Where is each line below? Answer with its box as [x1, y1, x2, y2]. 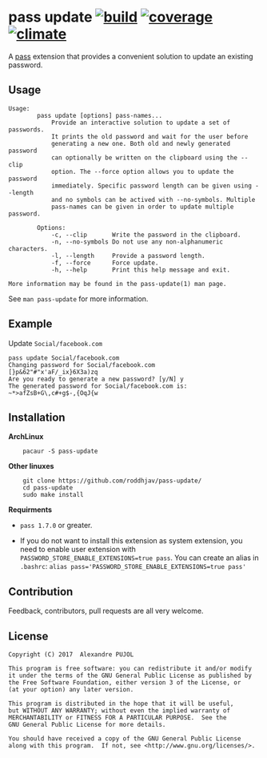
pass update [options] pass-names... [37, 111, 162, 119]
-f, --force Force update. [50, 259, 159, 267]
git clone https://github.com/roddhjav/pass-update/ [22, 477, 202, 485]
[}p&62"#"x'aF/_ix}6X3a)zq [8, 368, 98, 376]
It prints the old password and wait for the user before [50, 132, 249, 140]
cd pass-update [22, 484, 74, 492]
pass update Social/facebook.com [8, 353, 120, 362]
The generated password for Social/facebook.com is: [8, 381, 188, 390]
